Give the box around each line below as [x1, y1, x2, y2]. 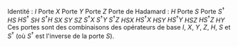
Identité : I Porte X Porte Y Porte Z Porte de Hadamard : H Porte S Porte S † [7, 6, 225, 15]
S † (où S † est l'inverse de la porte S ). [7, 31, 115, 40]
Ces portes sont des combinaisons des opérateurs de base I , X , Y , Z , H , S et [7, 23, 231, 32]
